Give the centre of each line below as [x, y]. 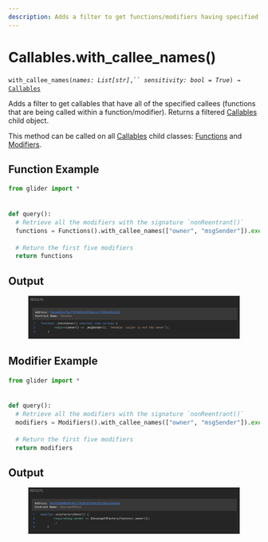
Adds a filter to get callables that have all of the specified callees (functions [132, 103]
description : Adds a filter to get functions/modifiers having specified [134, 17]
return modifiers [44, 448]
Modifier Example [53, 361]
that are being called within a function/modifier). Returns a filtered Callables [133, 112]
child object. [29, 121]
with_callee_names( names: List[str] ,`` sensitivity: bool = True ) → [124, 80]
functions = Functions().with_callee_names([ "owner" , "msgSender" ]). [133, 231]
